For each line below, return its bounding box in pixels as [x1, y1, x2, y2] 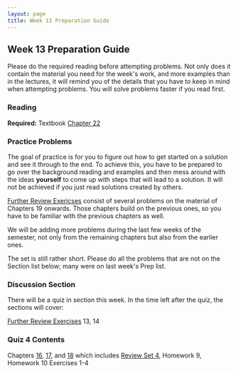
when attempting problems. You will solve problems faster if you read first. [7, 85, 226, 93]
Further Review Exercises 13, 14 [7, 317, 100, 325]
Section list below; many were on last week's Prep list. [7, 261, 166, 270]
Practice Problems [7, 136, 72, 146]
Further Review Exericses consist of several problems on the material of [7, 196, 218, 205]
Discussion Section [7, 279, 76, 289]
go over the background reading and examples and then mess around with [7, 168, 226, 176]
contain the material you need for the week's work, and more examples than [7, 70, 231, 78]
